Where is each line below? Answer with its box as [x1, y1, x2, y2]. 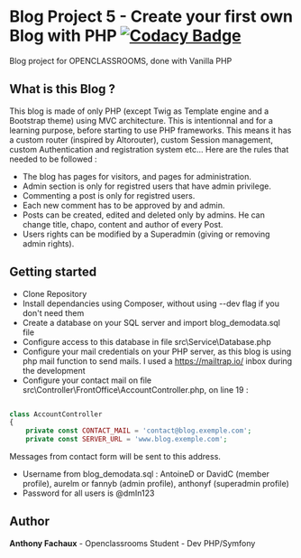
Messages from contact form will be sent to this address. [9, 451, 221, 462]
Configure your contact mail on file [22, 375, 152, 386]
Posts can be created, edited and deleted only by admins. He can [22, 209, 266, 220]
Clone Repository [22, 288, 87, 299]
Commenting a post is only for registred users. [22, 190, 196, 200]
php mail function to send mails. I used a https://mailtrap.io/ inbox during [22, 355, 293, 367]
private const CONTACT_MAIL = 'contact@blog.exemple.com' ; [25, 426, 252, 435]
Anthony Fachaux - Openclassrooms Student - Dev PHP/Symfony [9, 537, 256, 548]
